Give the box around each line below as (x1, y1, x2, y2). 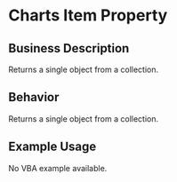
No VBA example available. (8, 162, 108, 173)
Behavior (8, 90, 60, 105)
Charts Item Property (8, 5, 168, 26)
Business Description (8, 41, 130, 56)
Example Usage (8, 139, 97, 154)
